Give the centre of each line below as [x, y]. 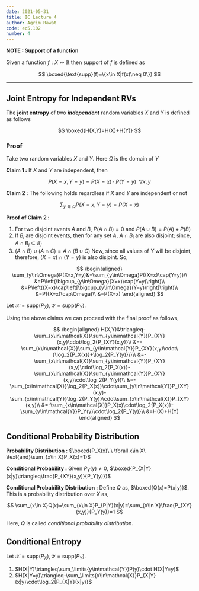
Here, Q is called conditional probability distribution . [70, 523]
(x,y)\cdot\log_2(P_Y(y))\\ [94, 380]
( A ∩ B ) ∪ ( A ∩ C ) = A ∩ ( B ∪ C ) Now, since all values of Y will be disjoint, [103, 251]
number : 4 [18, 34]
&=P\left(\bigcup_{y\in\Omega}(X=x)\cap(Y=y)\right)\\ [99, 281]
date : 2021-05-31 [28, 12]
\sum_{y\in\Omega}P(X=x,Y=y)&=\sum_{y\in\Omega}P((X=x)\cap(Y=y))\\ [99, 275]
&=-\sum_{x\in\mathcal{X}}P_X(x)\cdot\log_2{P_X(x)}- [107, 405]
